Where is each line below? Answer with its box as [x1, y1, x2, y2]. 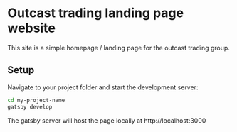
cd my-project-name [7, 97, 65, 104]
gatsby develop [7, 103, 53, 111]
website [7, 20, 56, 36]
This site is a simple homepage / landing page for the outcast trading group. [7, 43, 230, 52]
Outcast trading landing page [7, 5, 184, 21]
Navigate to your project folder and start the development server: [7, 83, 199, 92]
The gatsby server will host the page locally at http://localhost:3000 [7, 116, 206, 125]
